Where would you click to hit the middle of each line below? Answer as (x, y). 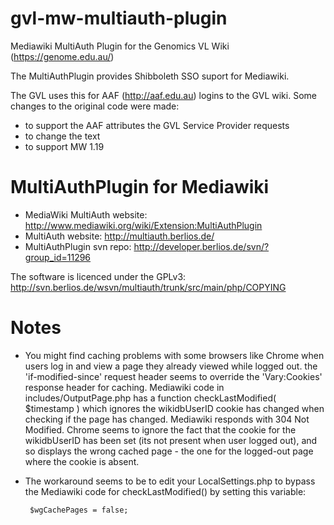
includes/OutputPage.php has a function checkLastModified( (150, 398)
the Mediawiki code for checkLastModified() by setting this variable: (165, 491)
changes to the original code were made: (95, 106)
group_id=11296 (58, 257)
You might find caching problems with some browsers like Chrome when (174, 355)
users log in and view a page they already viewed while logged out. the (171, 366)
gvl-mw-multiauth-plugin (119, 18)
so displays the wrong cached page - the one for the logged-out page (169, 451)
